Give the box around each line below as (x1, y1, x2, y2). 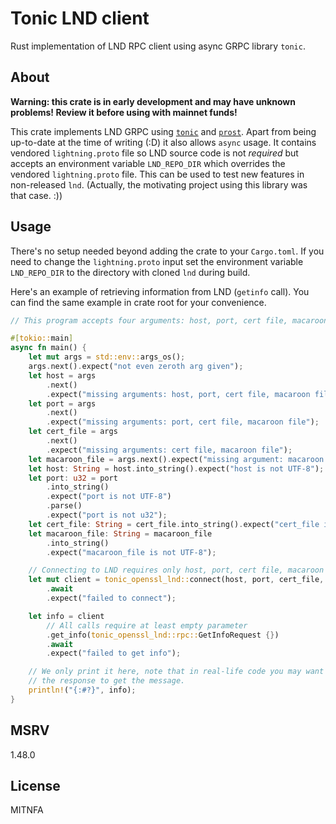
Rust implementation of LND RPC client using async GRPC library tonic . (10, 40, 306, 52)
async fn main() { (10, 343, 87, 353)
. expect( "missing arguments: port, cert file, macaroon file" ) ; (46, 417, 320, 427)
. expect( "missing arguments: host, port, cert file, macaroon (46, 389, 311, 399)
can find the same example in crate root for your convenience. (10, 296, 267, 308)
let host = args (28, 370, 97, 381)
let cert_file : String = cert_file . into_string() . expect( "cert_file (28, 519, 320, 529)
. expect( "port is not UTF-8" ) (46, 492, 172, 502)
